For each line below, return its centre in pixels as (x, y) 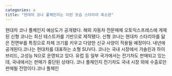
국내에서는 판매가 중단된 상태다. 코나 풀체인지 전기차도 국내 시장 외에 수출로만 (89, 62)
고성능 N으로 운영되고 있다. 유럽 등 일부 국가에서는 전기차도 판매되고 (88, 55)
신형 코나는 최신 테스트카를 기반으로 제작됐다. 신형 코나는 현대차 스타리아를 (85, 36)
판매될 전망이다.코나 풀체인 (32, 68)
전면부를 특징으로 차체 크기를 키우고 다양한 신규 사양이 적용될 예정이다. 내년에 (88, 43)
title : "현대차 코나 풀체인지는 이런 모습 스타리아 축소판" (60, 15)
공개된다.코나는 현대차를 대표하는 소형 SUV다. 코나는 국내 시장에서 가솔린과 (80, 49)
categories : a (21, 10)
